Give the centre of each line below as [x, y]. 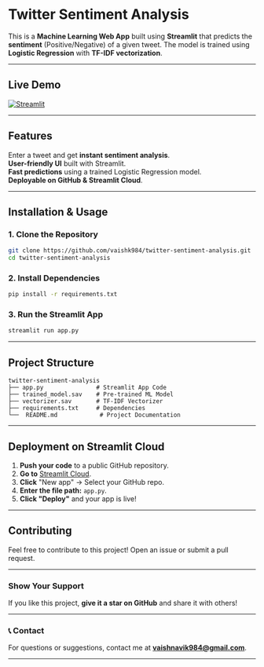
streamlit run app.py [44, 331]
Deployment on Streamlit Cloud [86, 447]
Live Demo [35, 85]
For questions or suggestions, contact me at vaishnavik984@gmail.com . [128, 648]
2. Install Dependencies [54, 278]
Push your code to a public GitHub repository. [94, 465]
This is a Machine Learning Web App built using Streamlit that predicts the [130, 36]
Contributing [40, 531]
